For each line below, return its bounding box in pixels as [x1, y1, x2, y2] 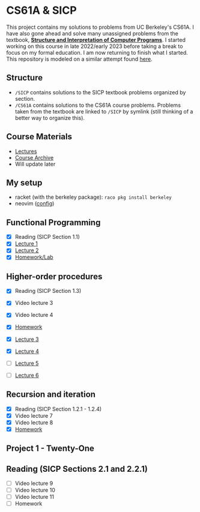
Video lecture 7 [14, 412, 53, 419]
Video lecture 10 [14, 487, 55, 494]
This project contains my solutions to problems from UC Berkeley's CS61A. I [6, 23, 194, 31]
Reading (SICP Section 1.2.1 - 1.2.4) [14, 405, 102, 412]
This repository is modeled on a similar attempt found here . [6, 55, 153, 62]
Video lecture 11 [14, 493, 54, 501]
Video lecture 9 [14, 480, 53, 487]
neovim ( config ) [14, 200, 55, 207]
